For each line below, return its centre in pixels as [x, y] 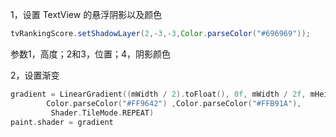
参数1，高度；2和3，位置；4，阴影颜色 [90, 54]
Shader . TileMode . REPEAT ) [102, 113]
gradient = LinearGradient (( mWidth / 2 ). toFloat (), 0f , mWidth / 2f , [158, 94]
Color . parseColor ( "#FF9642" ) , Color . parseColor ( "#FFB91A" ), [174, 103]
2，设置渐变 [35, 75]
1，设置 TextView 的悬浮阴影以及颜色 [86, 14]
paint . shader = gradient [62, 122]
